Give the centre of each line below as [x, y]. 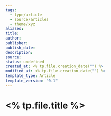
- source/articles [30, 19]
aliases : [15, 29]
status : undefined [25, 62]
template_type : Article [31, 76]
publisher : [17, 43]
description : [19, 52]
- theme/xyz [23, 24]
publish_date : [20, 48]
